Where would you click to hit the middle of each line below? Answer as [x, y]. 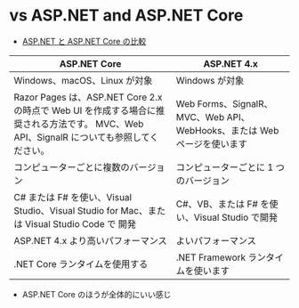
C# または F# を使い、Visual [73, 197]
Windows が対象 [210, 80]
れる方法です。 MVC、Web [88, 124]
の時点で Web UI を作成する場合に [85, 110]
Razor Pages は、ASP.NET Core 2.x [88, 97]
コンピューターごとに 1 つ [230, 167]
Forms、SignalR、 [235, 103]
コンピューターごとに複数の [72, 167]
